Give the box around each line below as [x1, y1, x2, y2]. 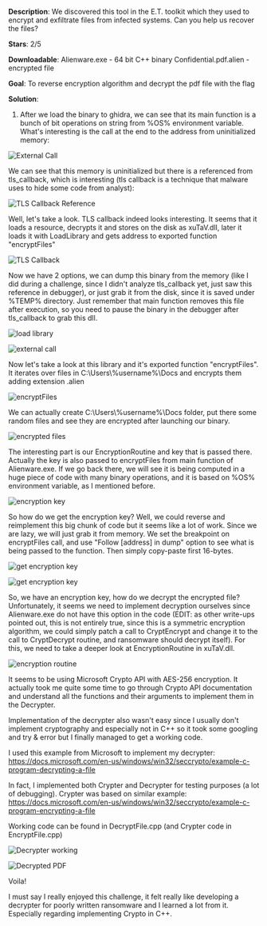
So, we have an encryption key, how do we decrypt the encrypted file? [8, 593, 241, 602]
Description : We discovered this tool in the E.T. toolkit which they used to [8, 7, 249, 16]
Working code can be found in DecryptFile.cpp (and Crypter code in [8, 821, 233, 831]
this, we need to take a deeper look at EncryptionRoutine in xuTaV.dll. [8, 644, 235, 653]
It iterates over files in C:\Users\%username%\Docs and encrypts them [8, 368, 242, 377]
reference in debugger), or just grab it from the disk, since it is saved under [8, 288, 255, 297]
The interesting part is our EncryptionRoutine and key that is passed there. [8, 447, 253, 457]
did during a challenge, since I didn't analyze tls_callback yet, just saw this [8, 279, 253, 289]
